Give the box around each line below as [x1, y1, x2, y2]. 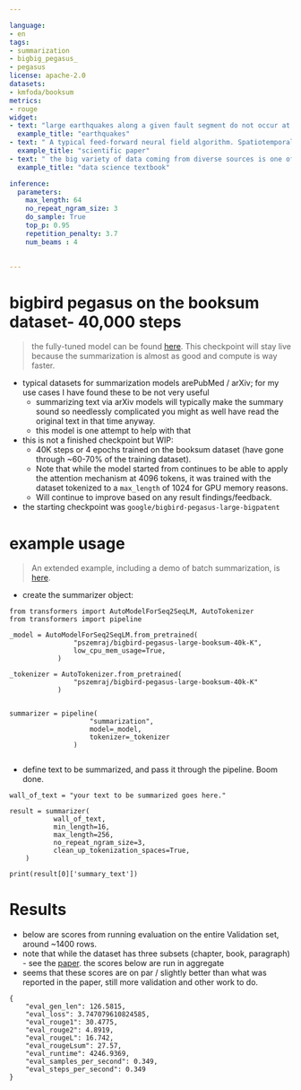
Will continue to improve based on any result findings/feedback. [35, 492, 272, 503]
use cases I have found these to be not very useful [21, 387, 210, 398]
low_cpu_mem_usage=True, [73, 646, 167, 655]
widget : [9, 113, 39, 122]
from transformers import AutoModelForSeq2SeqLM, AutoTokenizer [9, 607, 254, 616]
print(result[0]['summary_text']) [9, 870, 139, 879]
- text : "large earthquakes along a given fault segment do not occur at [9, 121, 291, 130]
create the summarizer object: [21, 590, 134, 601]
